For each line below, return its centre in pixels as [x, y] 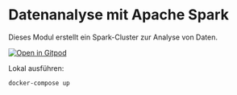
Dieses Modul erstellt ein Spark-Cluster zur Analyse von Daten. [113, 37]
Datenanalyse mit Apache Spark [119, 15]
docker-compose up [39, 83]
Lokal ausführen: [36, 68]
